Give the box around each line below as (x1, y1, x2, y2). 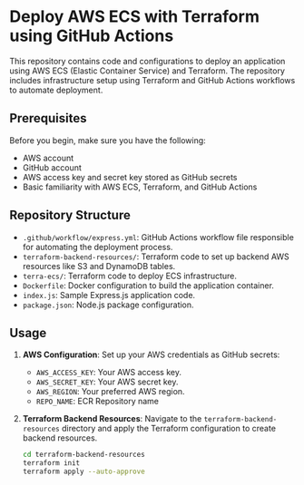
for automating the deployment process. (22, 241, 173, 252)
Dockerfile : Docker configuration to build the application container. (22, 279, 275, 291)
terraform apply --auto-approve (22, 467, 145, 477)
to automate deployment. (9, 84, 103, 95)
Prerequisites (9, 111, 87, 126)
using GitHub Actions (9, 25, 174, 46)
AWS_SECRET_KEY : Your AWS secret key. (35, 376, 179, 387)
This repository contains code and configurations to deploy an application (9, 55, 286, 66)
